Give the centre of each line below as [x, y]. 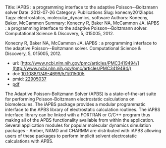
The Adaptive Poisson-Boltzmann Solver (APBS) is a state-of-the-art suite [81, 94]
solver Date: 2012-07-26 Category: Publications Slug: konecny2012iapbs [79, 12]
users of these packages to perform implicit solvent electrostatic [71, 136]
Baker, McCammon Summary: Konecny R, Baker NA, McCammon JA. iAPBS [82, 23]
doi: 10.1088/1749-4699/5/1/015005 [49, 74]
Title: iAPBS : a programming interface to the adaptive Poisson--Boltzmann [82, 7]
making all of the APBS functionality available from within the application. [80, 120]
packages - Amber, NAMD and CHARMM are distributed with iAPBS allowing [83, 130]
